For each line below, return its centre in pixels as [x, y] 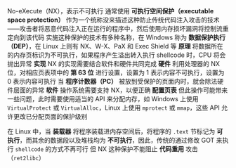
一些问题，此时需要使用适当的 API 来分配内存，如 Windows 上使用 [103, 99]
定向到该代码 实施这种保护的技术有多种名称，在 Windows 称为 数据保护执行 [117, 37]
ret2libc [26, 158]
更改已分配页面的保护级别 [50, 116]
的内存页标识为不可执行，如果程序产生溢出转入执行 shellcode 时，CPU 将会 [117, 55]
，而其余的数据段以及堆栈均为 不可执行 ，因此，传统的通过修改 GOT [117, 140]
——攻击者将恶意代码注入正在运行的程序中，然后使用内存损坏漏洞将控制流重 [118, 28]
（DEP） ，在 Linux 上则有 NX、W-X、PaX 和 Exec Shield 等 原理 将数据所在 [115, 46]
